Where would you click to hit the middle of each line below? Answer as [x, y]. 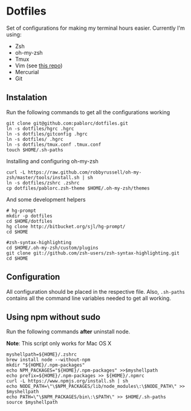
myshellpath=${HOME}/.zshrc [42, 355]
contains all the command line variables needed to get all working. [89, 298]
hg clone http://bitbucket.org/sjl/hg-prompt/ [66, 226]
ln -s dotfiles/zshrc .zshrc [43, 183]
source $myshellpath [32, 403]
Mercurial [27, 72]
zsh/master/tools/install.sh [43, 177]
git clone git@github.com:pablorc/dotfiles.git [67, 123]
